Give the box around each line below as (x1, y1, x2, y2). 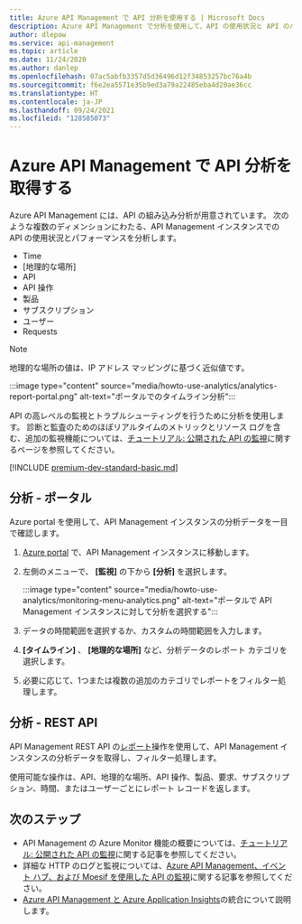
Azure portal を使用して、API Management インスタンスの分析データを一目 (9, 516, 288, 527)
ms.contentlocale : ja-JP (9, 97, 103, 107)
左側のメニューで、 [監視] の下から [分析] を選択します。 (22, 565, 232, 576)
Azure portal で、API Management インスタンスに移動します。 (22, 546, 254, 557)
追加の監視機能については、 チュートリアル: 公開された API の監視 (24, 433, 268, 443)
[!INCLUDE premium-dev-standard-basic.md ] (9, 462, 178, 473)
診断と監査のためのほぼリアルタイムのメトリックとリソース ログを (26, 422, 273, 433)
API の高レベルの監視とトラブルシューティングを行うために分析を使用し (9, 410, 277, 421)
